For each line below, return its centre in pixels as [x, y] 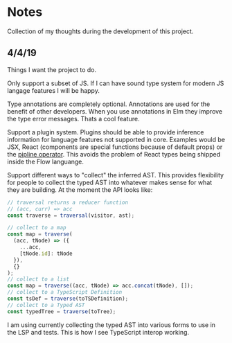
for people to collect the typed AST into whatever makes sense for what [110, 182]
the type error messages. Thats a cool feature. [73, 118]
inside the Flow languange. [46, 161]
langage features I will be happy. [54, 90]
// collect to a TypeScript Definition [65, 292]
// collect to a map [37, 228]
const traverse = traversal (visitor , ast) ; [71, 216]
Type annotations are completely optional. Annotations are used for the [109, 104]
